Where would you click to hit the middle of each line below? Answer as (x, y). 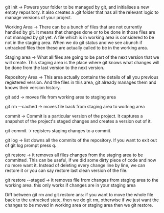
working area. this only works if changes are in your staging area (70, 185)
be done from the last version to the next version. (55, 68)
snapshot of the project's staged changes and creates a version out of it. (79, 121)
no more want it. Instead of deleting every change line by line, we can (75, 165)
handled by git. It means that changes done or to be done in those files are (80, 32)
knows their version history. (33, 87)
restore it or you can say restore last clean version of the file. (66, 170)
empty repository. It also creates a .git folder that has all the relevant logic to (82, 12)
